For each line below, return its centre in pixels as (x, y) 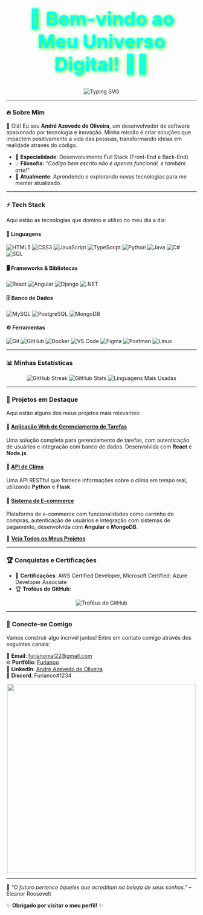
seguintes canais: (28, 644)
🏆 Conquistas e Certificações (51, 560)
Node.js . (17, 453)
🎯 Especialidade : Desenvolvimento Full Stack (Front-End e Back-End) (101, 157)
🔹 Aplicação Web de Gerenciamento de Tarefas (67, 427)
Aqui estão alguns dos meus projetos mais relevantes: (73, 413)
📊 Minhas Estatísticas (40, 362)
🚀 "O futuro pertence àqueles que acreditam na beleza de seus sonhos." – (99, 887)
